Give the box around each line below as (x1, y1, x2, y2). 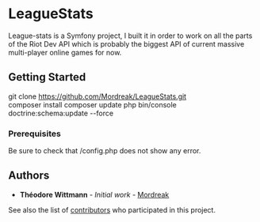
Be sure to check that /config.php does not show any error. (8, 146, 201, 156)
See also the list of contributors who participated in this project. (8, 205, 216, 214)
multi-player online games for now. (8, 47, 122, 57)
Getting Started (8, 70, 86, 84)
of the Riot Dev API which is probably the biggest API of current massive (8, 39, 245, 48)
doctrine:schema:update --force (8, 108, 113, 118)
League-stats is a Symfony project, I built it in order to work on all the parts (8, 31, 253, 40)
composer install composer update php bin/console (8, 100, 177, 109)
